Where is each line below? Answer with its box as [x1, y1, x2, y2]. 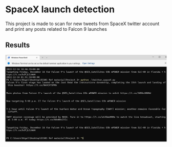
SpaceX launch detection [5, 4, 115, 15]
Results [5, 41, 30, 50]
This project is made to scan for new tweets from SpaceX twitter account [5, 20, 160, 27]
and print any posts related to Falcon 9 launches [5, 26, 107, 32]
